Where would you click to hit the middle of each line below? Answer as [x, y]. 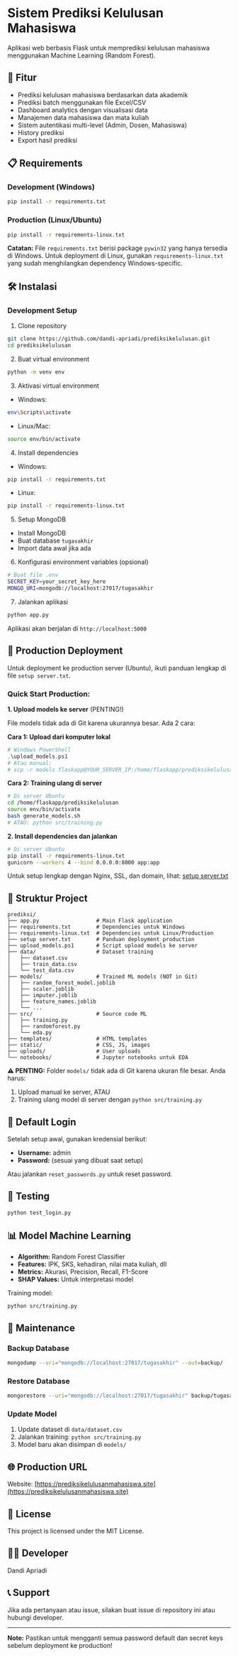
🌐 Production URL [47, 1467]
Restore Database [39, 1381]
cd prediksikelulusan [39, 346]
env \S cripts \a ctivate [39, 412]
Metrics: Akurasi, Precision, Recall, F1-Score [83, 1271]
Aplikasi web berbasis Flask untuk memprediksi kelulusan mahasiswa [109, 48]
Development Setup [42, 310]
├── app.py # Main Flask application [90, 921]
